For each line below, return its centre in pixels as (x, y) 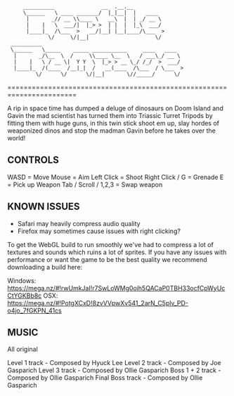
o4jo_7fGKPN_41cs (34, 310)
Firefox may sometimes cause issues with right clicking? (99, 231)
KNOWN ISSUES (44, 207)
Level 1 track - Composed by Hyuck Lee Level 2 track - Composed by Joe (114, 363)
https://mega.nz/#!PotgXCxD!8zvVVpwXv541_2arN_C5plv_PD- (98, 303)
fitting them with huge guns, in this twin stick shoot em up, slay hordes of (113, 123)
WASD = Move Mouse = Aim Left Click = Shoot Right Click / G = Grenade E (116, 177)
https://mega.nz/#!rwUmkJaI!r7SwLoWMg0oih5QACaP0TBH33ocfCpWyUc (116, 288)
